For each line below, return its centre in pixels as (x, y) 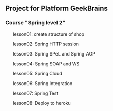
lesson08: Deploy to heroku (42, 103)
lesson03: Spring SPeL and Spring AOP (54, 53)
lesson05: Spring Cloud (37, 73)
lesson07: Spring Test (35, 93)
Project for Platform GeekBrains (57, 8)
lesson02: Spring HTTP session (46, 44)
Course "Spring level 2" (35, 23)
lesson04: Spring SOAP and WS (46, 64)
